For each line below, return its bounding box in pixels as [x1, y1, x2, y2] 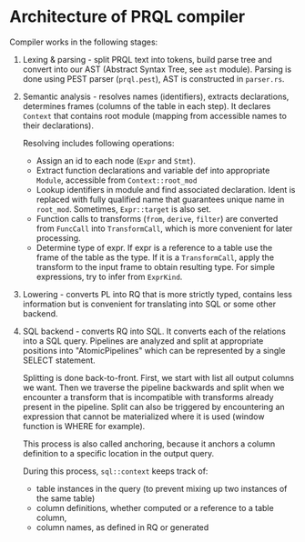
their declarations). [22, 120, 94, 131]
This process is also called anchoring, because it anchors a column [22, 438, 276, 449]
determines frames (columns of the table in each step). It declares [22, 100, 271, 111]
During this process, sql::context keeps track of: [22, 466, 208, 477]
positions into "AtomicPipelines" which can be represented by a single [22, 345, 286, 356]
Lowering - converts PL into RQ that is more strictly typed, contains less [22, 288, 293, 299]
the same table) [36, 493, 96, 504]
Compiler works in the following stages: [9, 36, 158, 47]
